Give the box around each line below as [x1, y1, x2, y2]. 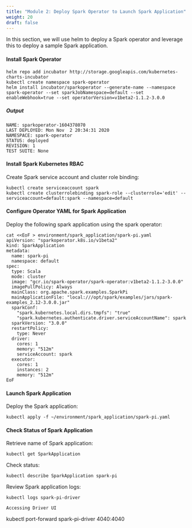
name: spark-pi [11, 252, 49, 259]
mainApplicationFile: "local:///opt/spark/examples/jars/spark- [11, 294, 173, 300]
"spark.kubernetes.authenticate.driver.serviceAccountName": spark [17, 315, 186, 321]
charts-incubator [6, 74, 49, 80]
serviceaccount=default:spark [6, 195, 81, 201]
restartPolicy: [11, 325, 49, 331]
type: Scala [11, 268, 41, 274]
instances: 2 [17, 367, 49, 372]
